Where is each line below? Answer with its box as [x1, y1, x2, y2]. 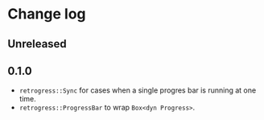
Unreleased [7, 37, 68, 51]
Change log [7, 5, 86, 23]
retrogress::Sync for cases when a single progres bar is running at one [19, 85, 257, 95]
